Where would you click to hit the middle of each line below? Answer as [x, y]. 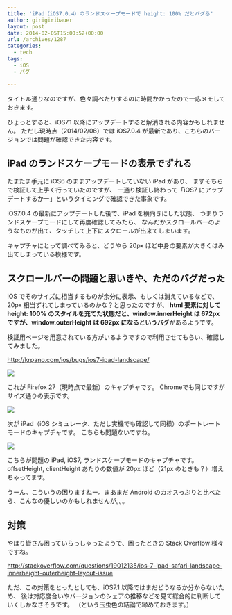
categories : [24, 46]
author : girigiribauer [40, 20]
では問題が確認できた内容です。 [71, 139]
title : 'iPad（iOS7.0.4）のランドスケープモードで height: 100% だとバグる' [110, 14]
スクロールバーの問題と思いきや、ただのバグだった [116, 278]
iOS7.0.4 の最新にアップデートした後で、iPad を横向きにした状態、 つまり [113, 213]
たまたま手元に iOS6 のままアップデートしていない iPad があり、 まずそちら [115, 181]
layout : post [26, 26]
